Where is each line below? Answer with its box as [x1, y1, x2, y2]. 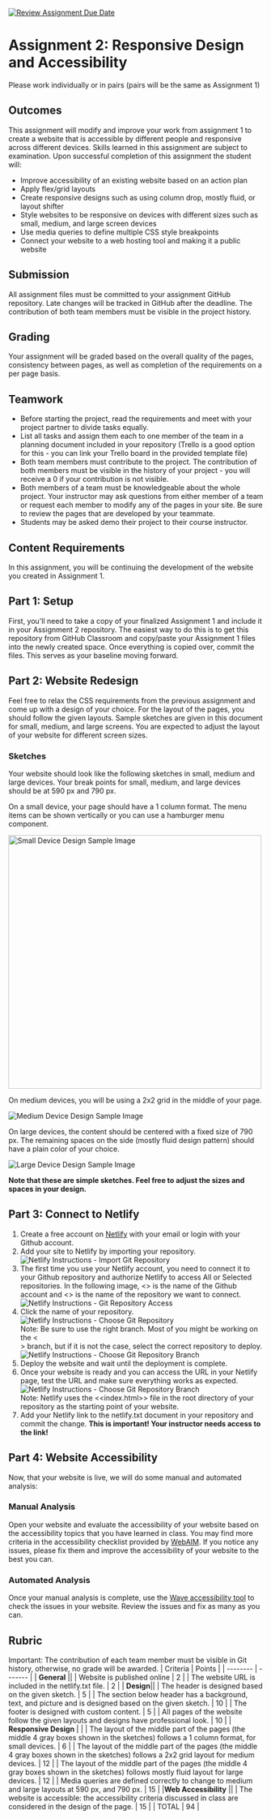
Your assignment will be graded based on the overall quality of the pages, [8, 351, 254, 361]
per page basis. [8, 369, 61, 379]
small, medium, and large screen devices [19, 218, 157, 228]
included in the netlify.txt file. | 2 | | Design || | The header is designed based [8, 1680, 263, 1691]
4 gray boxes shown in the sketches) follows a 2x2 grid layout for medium [8, 1749, 255, 1760]
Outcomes [8, 104, 62, 118]
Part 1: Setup [8, 595, 74, 608]
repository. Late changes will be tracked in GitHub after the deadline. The [8, 298, 252, 307]
